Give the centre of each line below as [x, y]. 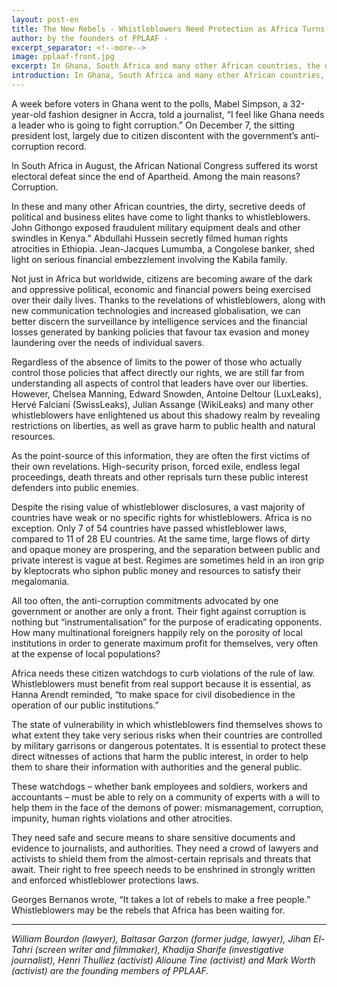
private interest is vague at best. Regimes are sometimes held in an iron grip [167, 560]
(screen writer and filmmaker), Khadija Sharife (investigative [159, 949]
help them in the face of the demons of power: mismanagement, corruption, [167, 807]
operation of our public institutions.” [85, 705]
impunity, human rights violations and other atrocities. [122, 818]
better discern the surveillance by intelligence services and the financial [159, 321]
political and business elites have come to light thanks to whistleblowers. [161, 217]
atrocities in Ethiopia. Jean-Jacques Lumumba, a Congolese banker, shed [163, 248]
